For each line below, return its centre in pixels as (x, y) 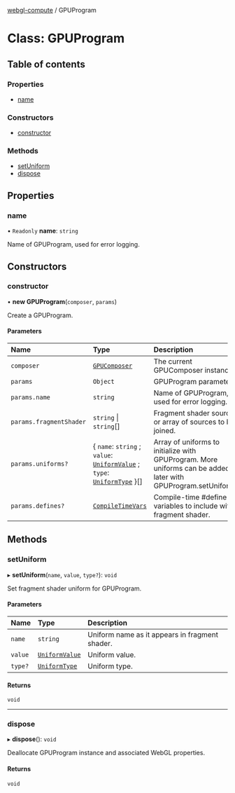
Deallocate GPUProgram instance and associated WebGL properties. (106, 753)
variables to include (186, 506)
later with (169, 477)
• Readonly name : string (43, 231)
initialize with (175, 451)
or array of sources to (189, 422)
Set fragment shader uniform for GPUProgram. (74, 588)
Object (104, 382)
